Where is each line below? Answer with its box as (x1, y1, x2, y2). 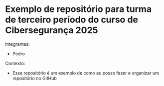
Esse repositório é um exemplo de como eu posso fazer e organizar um (12, 70, 160, 76)
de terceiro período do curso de (5, 14, 139, 25)
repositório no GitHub (12, 75, 57, 81)
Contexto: (5, 60, 25, 66)
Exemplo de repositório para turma (5, 3, 152, 15)
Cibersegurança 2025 (5, 25, 98, 36)
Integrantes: (5, 41, 30, 47)
